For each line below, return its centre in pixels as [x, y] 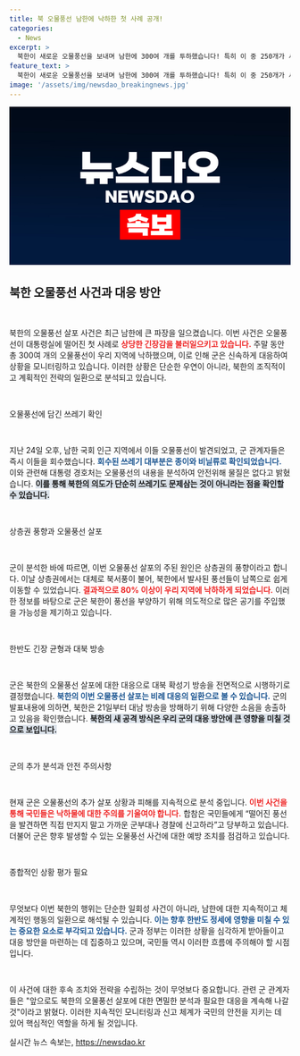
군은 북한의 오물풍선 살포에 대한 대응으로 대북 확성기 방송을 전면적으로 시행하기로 [150, 685]
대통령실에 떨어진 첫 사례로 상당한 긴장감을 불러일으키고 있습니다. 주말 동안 [155, 344]
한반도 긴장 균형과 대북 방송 [57, 649]
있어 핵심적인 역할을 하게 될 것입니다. [74, 1023]
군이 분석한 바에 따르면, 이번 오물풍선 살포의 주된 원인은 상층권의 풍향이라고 [140, 568]
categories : [31, 28]
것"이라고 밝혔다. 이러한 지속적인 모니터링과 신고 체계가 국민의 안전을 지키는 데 [146, 1012]
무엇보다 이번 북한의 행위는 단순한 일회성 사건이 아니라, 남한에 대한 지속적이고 [144, 908]
